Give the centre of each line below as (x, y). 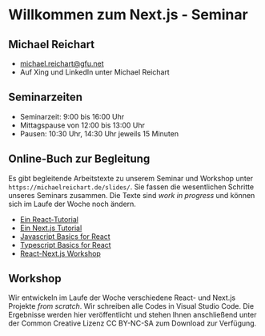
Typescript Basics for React (65, 245)
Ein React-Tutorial (49, 219)
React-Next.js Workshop (60, 253)
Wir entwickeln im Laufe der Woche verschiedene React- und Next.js (122, 298)
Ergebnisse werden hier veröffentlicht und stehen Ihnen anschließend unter (133, 315)
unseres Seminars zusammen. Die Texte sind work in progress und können (132, 195)
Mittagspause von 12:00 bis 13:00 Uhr (82, 125)
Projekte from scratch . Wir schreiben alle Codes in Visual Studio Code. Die (131, 306)
